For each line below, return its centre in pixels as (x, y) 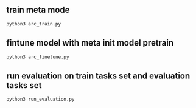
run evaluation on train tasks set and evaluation (98, 76)
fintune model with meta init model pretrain (90, 43)
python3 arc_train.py (34, 24)
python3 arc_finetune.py (38, 57)
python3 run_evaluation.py (40, 100)
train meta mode (38, 10)
